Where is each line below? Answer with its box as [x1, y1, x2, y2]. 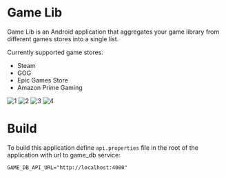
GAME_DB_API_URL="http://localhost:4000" [7, 164, 128, 171]
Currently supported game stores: [7, 48, 103, 56]
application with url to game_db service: [7, 151, 121, 159]
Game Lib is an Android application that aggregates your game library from [7, 27, 220, 36]
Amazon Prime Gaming [17, 83, 83, 91]
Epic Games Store [17, 76, 69, 84]
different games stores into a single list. [7, 34, 119, 43]
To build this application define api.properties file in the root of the [7, 143, 198, 152]
